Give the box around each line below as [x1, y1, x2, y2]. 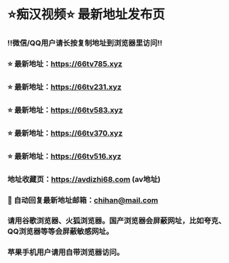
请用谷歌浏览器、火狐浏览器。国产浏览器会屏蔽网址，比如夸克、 [7, 216, 226, 226]
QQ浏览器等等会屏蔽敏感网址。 [7, 227, 114, 237]
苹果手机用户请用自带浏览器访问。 [7, 247, 124, 257]
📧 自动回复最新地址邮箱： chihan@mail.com [7, 195, 159, 205]
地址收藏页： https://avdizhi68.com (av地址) [7, 174, 161, 184]
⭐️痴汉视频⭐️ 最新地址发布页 [7, 6, 166, 23]
